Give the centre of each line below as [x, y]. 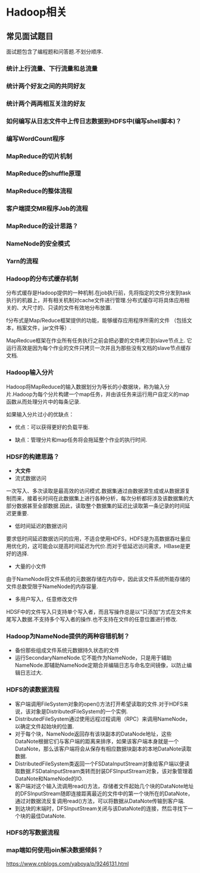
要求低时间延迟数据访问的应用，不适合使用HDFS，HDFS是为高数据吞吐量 [96, 539]
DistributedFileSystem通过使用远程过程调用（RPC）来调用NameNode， [103, 719]
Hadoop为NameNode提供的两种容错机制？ [68, 636]
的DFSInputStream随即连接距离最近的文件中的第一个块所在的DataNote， [104, 793]
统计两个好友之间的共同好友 [46, 86]
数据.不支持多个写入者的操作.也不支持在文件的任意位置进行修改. [100, 619]
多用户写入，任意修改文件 [46, 599]
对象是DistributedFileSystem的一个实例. [79, 711]
